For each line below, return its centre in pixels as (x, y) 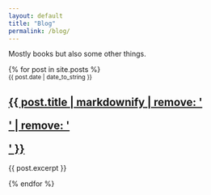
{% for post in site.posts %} (55, 70)
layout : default (36, 16)
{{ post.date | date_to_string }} (51, 78)
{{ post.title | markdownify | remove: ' (105, 102)
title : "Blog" (32, 23)
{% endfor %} (32, 184)
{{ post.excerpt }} (38, 168)
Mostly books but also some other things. (78, 54)
